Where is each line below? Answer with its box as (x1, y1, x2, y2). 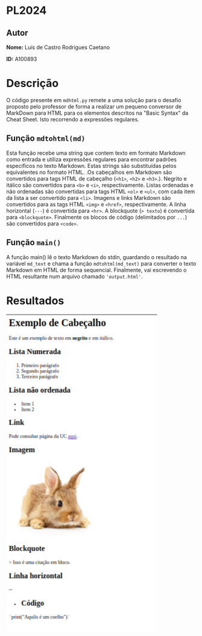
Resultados (6, 294, 65, 307)
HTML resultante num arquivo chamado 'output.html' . (6, 272, 143, 280)
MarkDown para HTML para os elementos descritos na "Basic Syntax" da (6, 109, 189, 117)
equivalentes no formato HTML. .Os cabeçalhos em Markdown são (6, 169, 172, 176)
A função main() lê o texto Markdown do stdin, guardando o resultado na (6, 253, 187, 260)
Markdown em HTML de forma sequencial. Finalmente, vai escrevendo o (6, 266, 187, 274)
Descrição (6, 77, 59, 91)
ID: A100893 (6, 56, 37, 62)
